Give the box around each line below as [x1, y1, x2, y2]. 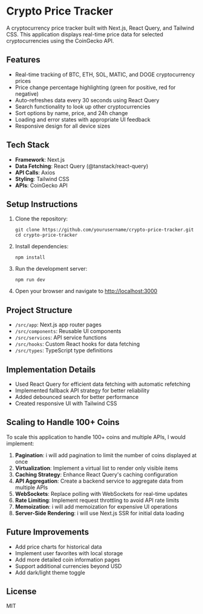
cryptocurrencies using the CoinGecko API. [6, 37, 114, 44]
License [6, 586, 37, 597]
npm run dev [14, 277, 45, 283]
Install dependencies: [14, 243, 69, 250]
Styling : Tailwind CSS [14, 175, 69, 182]
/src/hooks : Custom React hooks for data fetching [14, 340, 140, 348]
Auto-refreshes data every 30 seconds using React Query [14, 96, 159, 104]
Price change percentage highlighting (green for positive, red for [14, 84, 176, 91]
